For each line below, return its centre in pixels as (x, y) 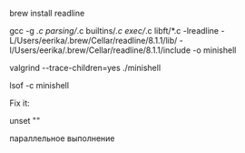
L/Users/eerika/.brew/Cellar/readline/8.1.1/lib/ (93, 41)
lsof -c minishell (39, 85)
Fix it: (20, 103)
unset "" (25, 121)
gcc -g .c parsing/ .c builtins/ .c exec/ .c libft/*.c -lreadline (114, 31)
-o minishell (215, 50)
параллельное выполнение (62, 138)
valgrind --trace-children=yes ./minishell (85, 68)
